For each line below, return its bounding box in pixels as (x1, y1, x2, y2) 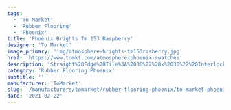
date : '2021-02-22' (7, 93, 63, 100)
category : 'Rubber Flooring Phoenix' (7, 67, 115, 74)
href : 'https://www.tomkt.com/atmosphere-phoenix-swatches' (7, 55, 184, 61)
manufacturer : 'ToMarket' (7, 80, 81, 87)
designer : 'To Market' (7, 42, 72, 49)
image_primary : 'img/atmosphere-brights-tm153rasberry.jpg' (7, 49, 184, 55)
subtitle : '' (7, 73, 45, 81)
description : (7, 61, 45, 68)
